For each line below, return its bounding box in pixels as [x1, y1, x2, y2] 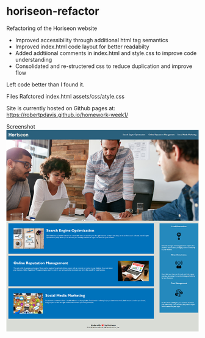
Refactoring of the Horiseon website [6, 24, 98, 32]
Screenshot [6, 122, 35, 130]
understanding [15, 56, 52, 63]
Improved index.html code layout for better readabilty [15, 43, 149, 50]
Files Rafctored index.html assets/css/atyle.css [6, 92, 125, 100]
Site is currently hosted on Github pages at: [6, 104, 116, 111]
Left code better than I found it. [6, 81, 85, 88]
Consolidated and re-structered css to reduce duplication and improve [15, 62, 193, 70]
